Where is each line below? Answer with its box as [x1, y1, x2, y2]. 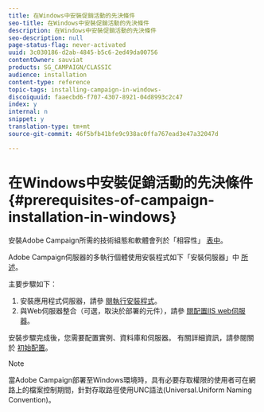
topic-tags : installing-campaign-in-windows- [8, 85, 161, 94]
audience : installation [8, 71, 87, 79]
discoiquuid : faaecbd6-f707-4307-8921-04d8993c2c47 [8, 93, 183, 101]
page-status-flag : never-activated [8, 41, 126, 49]
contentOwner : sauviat [8, 56, 83, 64]
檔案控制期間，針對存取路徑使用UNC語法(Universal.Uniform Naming [29, 385, 252, 395]
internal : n [8, 108, 48, 116]
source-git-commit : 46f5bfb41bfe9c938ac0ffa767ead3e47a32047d [8, 130, 219, 138]
